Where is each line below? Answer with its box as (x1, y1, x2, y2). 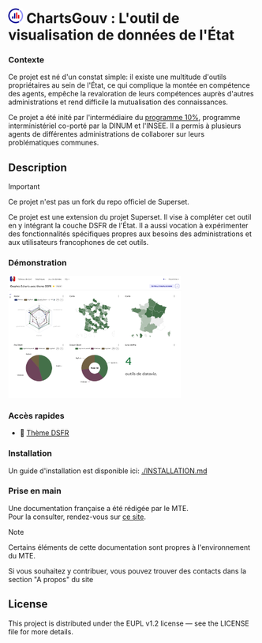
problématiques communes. (8, 138, 99, 148)
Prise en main (8, 486, 62, 497)
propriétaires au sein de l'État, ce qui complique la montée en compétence (8, 81, 250, 90)
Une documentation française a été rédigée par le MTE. (8, 503, 189, 513)
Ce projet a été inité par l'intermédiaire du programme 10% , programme (8, 113, 241, 122)
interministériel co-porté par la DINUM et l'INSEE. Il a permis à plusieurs (8, 121, 241, 130)
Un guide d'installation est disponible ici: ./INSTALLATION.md (8, 466, 208, 476)
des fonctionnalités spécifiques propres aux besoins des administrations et (8, 229, 253, 239)
